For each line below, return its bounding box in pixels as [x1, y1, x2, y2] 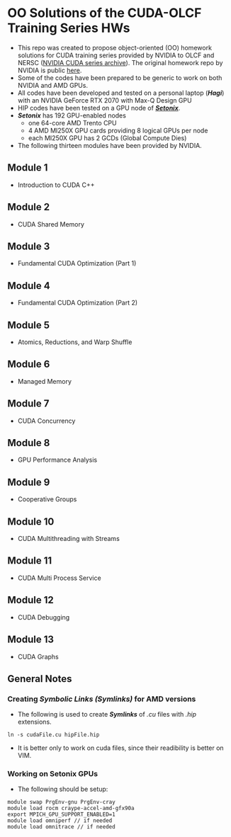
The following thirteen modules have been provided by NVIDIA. [17, 141, 202, 149]
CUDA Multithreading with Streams [17, 535, 120, 543]
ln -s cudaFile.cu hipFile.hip [7, 731, 100, 739]
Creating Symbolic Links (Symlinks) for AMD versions [7, 694, 196, 704]
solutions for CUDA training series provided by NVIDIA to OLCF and [17, 51, 215, 59]
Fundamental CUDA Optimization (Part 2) [17, 299, 138, 307]
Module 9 [7, 476, 50, 488]
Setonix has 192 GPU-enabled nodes [17, 111, 126, 120]
